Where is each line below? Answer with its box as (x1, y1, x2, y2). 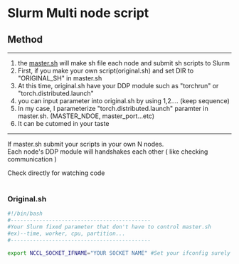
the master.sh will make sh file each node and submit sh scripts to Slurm (17, 59, 230, 67)
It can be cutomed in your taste (17, 120, 110, 127)
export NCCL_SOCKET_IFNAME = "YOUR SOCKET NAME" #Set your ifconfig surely (7, 249, 231, 257)
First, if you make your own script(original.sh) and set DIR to (17, 66, 194, 75)
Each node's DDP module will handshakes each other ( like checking (7, 147, 208, 156)
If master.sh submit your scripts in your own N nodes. (7, 140, 164, 148)
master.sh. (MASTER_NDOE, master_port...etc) (17, 112, 155, 120)
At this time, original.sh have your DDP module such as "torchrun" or (17, 82, 219, 90)
